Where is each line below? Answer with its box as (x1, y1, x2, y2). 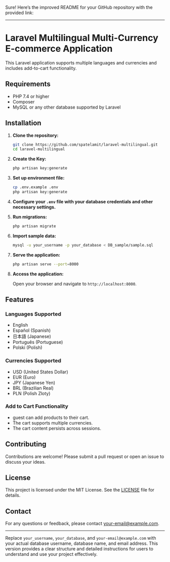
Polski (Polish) (12, 344, 42, 350)
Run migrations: (12, 214, 47, 220)
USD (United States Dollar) (12, 369, 68, 375)
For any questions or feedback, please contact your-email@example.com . (5, 520, 159, 526)
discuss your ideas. (5, 459, 46, 465)
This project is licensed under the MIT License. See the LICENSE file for (5, 487, 155, 493)
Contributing (5, 440, 47, 448)
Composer (12, 98, 35, 104)
